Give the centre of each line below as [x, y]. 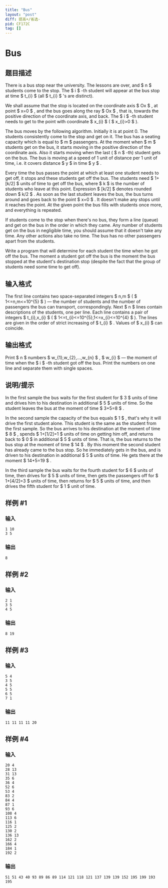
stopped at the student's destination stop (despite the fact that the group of [83, 261]
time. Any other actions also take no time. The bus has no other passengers [83, 236]
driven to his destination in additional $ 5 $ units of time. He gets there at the [84, 455]
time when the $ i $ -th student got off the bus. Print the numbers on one [80, 363]
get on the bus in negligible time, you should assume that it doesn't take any [83, 230]
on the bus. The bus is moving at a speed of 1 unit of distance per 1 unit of [81, 158]
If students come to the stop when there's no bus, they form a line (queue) [82, 220]
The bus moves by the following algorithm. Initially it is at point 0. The [76, 131]
